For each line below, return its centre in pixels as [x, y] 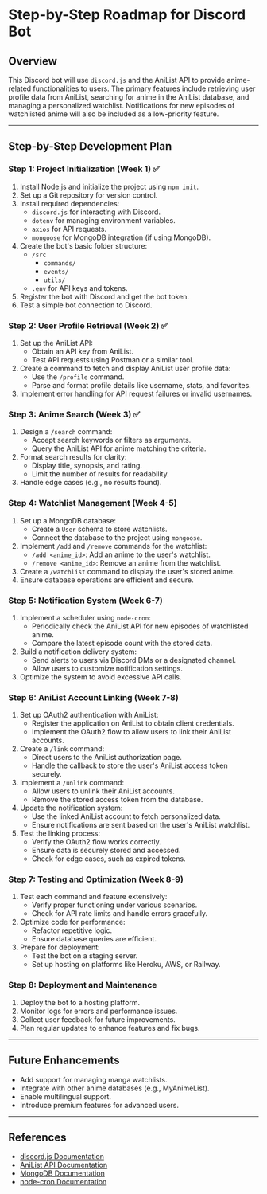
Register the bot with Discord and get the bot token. [104, 296]
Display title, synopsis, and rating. [87, 466]
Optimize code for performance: [72, 922]
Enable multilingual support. [65, 1096]
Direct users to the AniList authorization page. [107, 758]
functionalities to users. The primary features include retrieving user [144, 88]
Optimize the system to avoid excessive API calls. [101, 677]
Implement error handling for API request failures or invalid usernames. [136, 393]
